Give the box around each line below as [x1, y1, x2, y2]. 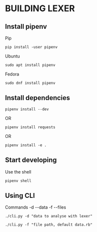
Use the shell [5, 169, 32, 174]
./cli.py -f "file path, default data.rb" [5, 222, 93, 227]
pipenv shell [5, 178, 32, 183]
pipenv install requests [5, 125, 56, 130]
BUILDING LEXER [5, 3, 75, 14]
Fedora [5, 71, 19, 77]
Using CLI [5, 192, 35, 200]
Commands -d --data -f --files [5, 204, 66, 210]
